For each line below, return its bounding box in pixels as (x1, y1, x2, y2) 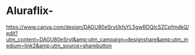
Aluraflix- (6, 4, 54, 18)
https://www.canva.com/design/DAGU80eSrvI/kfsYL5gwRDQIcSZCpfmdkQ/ (6, 23, 189, 30)
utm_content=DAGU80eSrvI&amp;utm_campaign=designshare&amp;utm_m (6, 36, 189, 43)
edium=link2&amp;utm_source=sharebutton (6, 42, 112, 49)
